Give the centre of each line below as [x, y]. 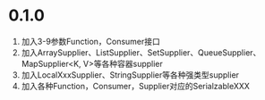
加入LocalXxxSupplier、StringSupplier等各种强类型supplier [130, 75]
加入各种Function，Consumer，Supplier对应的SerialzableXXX [135, 86]
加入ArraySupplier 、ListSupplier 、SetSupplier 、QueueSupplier [137, 52]
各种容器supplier [132, 63]
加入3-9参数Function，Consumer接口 [90, 41]
